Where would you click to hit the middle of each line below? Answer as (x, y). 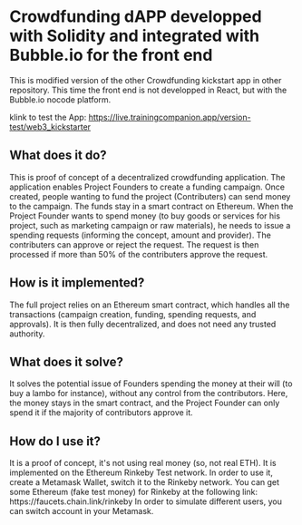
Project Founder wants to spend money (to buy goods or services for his (145, 216)
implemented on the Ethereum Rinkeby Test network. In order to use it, (141, 472)
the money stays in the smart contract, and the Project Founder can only (145, 403)
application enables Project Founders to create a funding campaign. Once (147, 187)
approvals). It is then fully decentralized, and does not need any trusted (143, 324)
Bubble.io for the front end (111, 55)
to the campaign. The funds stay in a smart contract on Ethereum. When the (151, 206)
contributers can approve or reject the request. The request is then (134, 244)
